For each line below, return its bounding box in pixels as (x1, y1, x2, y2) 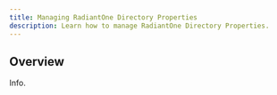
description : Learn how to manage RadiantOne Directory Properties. (9, 21, 270, 30)
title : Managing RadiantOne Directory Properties (9, 12, 198, 22)
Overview (9, 54, 65, 69)
